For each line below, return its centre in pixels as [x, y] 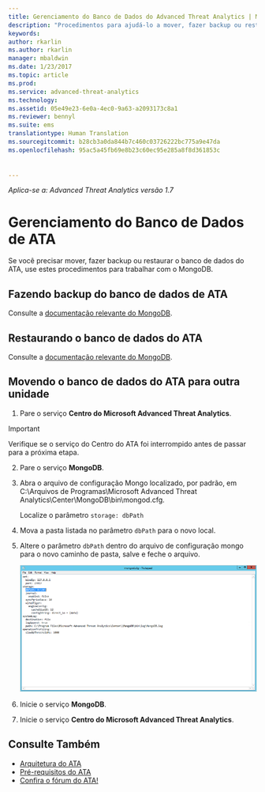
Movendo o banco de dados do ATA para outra [124, 382]
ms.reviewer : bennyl [42, 117]
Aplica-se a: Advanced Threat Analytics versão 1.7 [91, 190]
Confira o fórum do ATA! [59, 780]
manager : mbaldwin [38, 58]
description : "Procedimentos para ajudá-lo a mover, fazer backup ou [125, 25]
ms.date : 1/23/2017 [40, 67]
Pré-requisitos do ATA [55, 771]
